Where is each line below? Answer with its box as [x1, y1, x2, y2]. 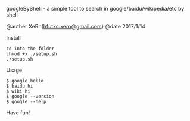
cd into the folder [6, 46, 55, 52]
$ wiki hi [6, 88, 31, 94]
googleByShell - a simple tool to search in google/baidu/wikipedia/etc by [6, 5, 185, 12]
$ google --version [6, 94, 55, 100]
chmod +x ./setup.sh [6, 51, 58, 57]
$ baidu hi [6, 83, 33, 89]
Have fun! [6, 109, 30, 116]
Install [6, 34, 21, 41]
